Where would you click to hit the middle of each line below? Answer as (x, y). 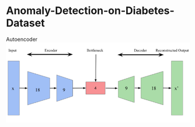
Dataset (25, 23)
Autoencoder (22, 39)
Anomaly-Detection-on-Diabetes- (90, 11)
